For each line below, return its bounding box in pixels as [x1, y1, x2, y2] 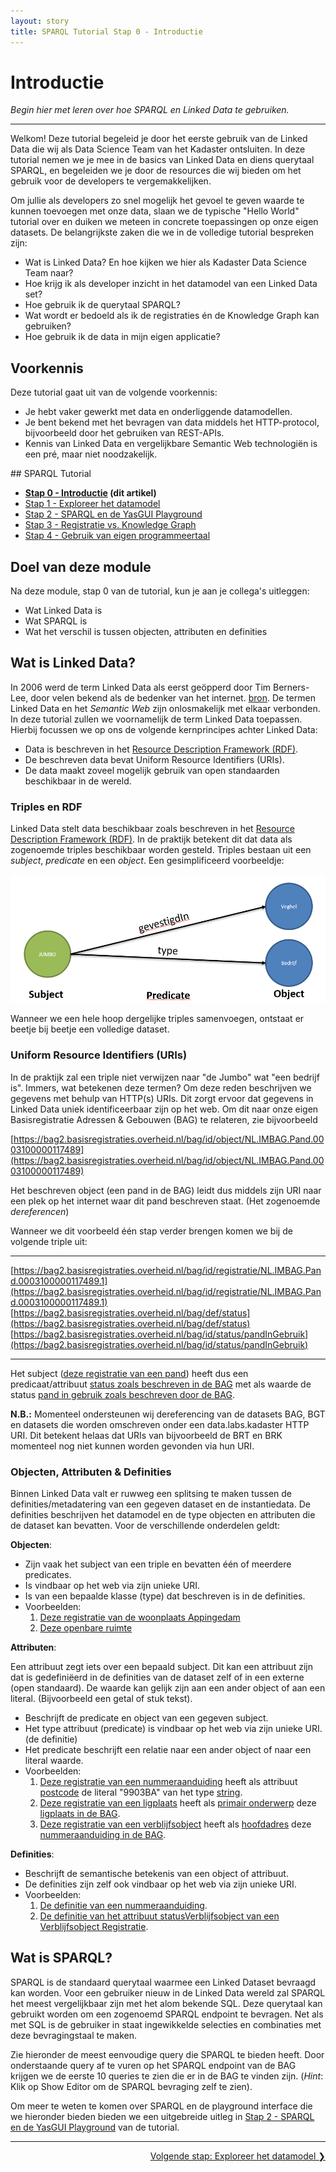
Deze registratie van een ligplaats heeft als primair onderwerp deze [39, 1796, 317, 1809]
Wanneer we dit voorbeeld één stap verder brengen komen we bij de [10, 1225, 293, 1237]
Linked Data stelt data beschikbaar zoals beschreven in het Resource [10, 823, 295, 835]
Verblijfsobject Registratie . [39, 1920, 149, 1932]
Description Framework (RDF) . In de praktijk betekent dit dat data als [10, 833, 293, 845]
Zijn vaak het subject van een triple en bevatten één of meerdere [24, 1558, 292, 1570]
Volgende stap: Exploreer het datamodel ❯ [149, 2150, 326, 2162]
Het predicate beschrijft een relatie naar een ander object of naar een [24, 1743, 312, 1755]
